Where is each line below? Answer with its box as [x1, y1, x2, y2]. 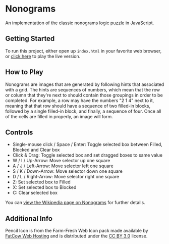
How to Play [5, 68, 44, 76]
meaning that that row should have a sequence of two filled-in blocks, [5, 103, 150, 109]
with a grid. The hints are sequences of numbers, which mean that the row [5, 86, 160, 92]
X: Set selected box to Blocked [12, 184, 77, 190]
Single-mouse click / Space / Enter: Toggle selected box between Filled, [12, 141, 162, 148]
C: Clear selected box [12, 190, 58, 196]
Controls [5, 128, 33, 136]
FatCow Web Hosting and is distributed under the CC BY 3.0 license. [5, 233, 148, 239]
